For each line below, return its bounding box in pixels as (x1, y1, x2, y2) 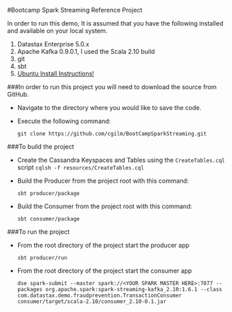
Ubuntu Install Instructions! (17, 69, 95, 77)
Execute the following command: (17, 117, 111, 125)
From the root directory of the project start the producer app (17, 241, 190, 249)
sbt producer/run (17, 255, 68, 261)
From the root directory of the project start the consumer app (17, 266, 193, 275)
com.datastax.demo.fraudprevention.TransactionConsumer (17, 292, 182, 299)
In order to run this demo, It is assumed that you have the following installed (7, 19, 224, 27)
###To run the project (7, 228, 70, 236)
